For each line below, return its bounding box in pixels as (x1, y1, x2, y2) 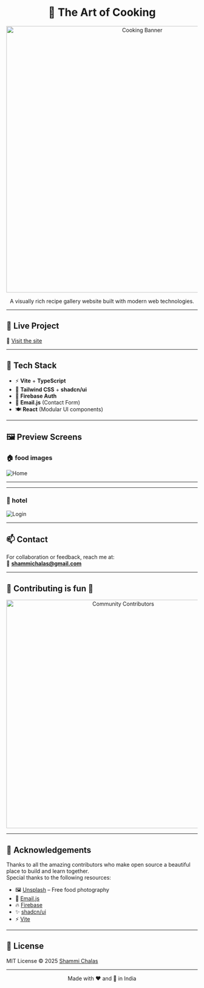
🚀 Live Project (6, 321, 59, 331)
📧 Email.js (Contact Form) (15, 398, 81, 406)
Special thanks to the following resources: (6, 873, 111, 881)
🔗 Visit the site (6, 337, 42, 344)
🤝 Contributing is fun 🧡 (6, 583, 93, 593)
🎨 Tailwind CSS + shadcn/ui (15, 386, 87, 393)
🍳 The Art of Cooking (48, 5, 156, 19)
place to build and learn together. (6, 867, 89, 875)
